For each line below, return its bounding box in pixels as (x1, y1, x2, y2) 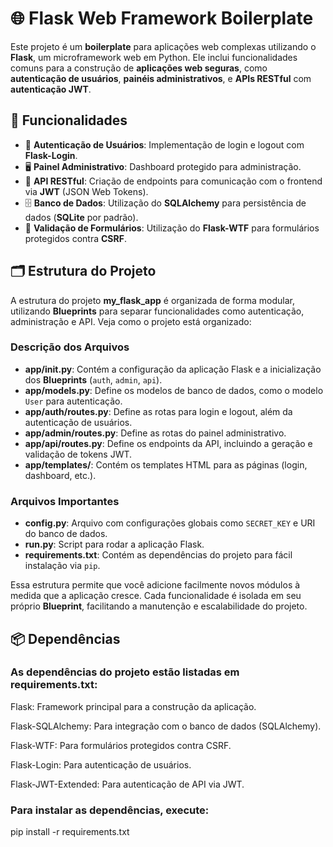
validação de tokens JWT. (24, 448, 133, 460)
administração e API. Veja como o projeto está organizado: (10, 315, 252, 327)
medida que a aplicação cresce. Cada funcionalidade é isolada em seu (10, 590, 302, 602)
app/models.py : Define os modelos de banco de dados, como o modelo (24, 384, 324, 396)
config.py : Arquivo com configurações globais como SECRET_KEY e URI (24, 517, 316, 529)
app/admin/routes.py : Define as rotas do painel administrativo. (24, 427, 287, 439)
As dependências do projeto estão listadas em (10, 665, 240, 679)
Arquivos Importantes (10, 494, 120, 508)
